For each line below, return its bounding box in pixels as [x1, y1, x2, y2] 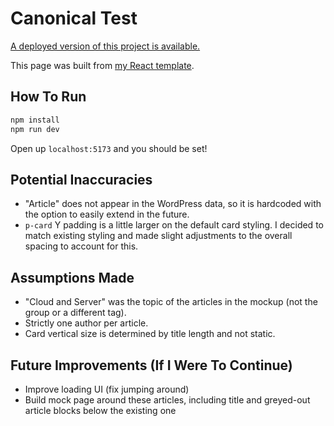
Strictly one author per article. [24, 317, 149, 329]
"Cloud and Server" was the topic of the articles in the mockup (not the [24, 296, 318, 308]
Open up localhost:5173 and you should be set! [10, 142, 208, 154]
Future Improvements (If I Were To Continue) [10, 357, 293, 374]
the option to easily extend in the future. [24, 208, 190, 221]
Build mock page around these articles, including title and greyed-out [24, 393, 311, 406]
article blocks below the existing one [24, 404, 177, 416]
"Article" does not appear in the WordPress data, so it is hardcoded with [24, 198, 322, 210]
